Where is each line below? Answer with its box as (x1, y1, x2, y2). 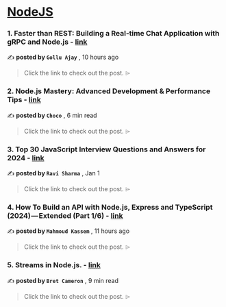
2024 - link (7, 153, 45, 162)
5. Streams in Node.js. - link (7, 260, 101, 270)
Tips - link (7, 95, 41, 105)
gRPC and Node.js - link (7, 37, 88, 47)
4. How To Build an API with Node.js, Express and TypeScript (7, 203, 213, 212)
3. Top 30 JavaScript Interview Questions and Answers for (7, 145, 206, 154)
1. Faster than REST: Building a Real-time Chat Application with (7, 29, 220, 38)
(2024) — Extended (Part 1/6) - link (7, 211, 123, 220)
